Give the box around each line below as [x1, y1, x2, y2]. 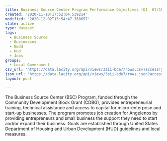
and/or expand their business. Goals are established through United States [5, 120, 158, 126]
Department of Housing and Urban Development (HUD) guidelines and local [5, 126, 161, 132]
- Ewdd [9, 44, 23, 49]
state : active [5, 21, 35, 26]
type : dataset [5, 26, 35, 31]
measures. [5, 131, 27, 137]
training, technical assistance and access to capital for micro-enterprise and [5, 104, 162, 110]
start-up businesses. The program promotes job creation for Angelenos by [5, 110, 158, 116]
